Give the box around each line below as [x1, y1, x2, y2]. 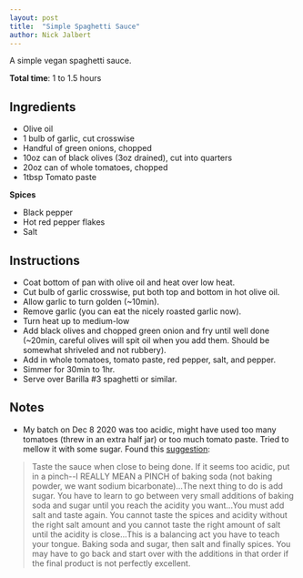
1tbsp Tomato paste [22, 172, 97, 183]
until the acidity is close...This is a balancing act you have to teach [31, 529, 280, 540]
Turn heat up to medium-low [22, 316, 130, 326]
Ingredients [9, 99, 76, 115]
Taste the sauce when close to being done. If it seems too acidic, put [31, 461, 290, 472]
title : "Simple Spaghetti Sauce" [9, 22, 141, 31]
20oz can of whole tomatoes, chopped [22, 162, 168, 173]
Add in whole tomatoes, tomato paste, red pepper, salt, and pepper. [22, 354, 276, 365]
